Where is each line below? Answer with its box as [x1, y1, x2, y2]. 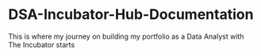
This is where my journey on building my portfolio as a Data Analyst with [8, 32, 244, 41]
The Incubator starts [8, 39, 75, 49]
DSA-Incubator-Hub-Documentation [8, 6, 254, 24]
